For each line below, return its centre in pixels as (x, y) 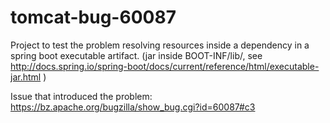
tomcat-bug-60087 (93, 17)
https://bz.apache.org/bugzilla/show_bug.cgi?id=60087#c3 (133, 107)
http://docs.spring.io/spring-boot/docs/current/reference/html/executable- (165, 66)
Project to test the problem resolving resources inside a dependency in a (160, 45)
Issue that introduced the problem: (81, 96)
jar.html (26, 77)
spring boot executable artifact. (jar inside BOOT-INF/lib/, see (136, 55)
